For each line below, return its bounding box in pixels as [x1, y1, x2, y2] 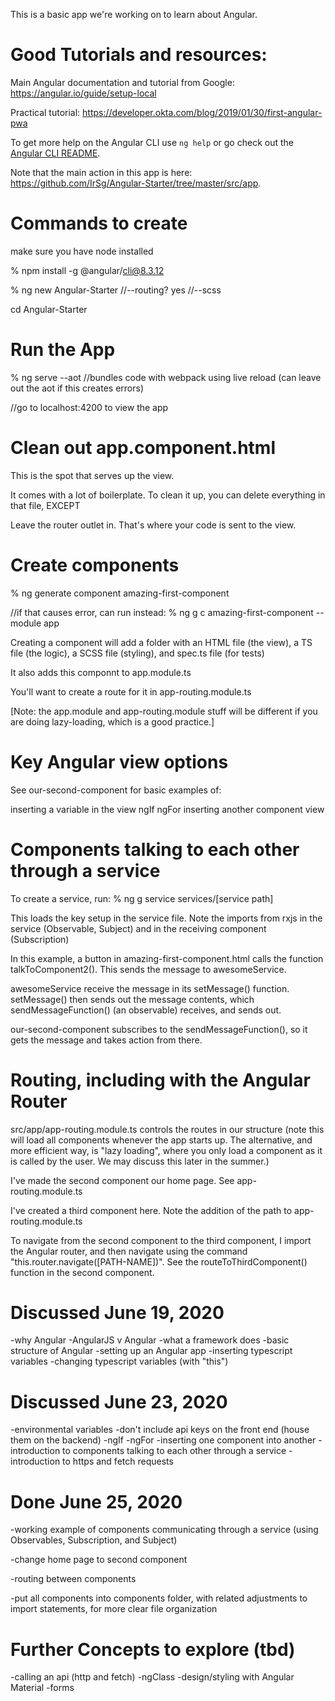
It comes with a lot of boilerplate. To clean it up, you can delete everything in [10, 489, 326, 501]
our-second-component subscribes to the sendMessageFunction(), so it [10, 1023, 308, 1035]
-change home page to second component [10, 1554, 188, 1566]
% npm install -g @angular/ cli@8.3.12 [10, 264, 165, 276]
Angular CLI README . [10, 147, 101, 159]
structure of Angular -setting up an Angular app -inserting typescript [10, 1345, 293, 1357]
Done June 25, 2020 [10, 1490, 183, 1513]
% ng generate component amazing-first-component [10, 587, 230, 599]
